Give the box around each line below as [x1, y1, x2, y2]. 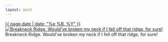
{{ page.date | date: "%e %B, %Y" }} [5, 21, 81, 27]
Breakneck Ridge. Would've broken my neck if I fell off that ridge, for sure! [5, 31, 158, 37]
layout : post [5, 7, 32, 12]
